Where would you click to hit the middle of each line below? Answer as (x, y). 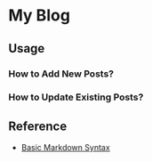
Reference (38, 126)
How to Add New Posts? (61, 74)
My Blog (39, 16)
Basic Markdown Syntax (65, 148)
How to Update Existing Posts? (76, 97)
